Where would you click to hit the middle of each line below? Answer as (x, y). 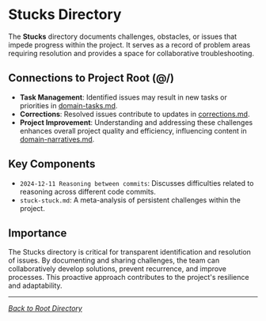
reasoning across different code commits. (88, 191)
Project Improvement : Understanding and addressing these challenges (136, 122)
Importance (38, 233)
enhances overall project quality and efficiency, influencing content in (133, 130)
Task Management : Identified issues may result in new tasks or (123, 97)
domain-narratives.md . (57, 139)
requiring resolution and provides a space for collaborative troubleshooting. (131, 53)
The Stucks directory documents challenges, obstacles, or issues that (123, 36)
